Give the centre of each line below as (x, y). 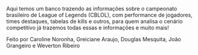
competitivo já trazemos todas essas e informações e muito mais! (88, 27)
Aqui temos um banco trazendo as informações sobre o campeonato (92, 9)
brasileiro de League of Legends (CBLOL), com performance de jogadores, (100, 15)
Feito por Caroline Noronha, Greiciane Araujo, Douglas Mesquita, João (94, 39)
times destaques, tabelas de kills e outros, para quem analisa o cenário (94, 21)
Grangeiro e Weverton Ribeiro (43, 45)
